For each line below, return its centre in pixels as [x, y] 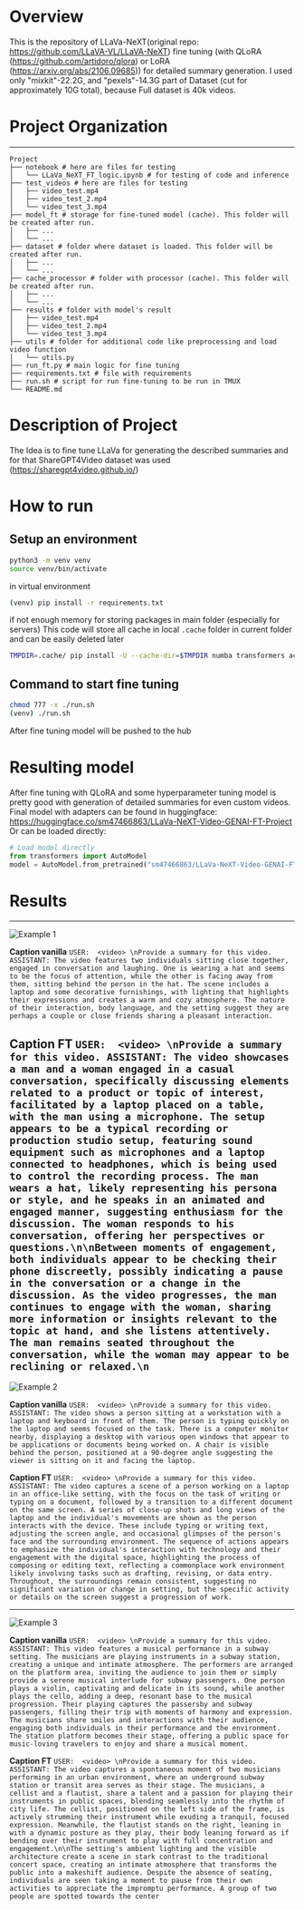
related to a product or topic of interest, [137, 1092]
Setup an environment [73, 540]
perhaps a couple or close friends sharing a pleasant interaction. [141, 1016]
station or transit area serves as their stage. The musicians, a [137, 1786]
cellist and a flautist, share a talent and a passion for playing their [152, 1794]
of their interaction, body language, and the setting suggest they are [149, 1008]
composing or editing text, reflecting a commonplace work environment [147, 1566]
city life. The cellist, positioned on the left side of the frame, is [147, 1809]
